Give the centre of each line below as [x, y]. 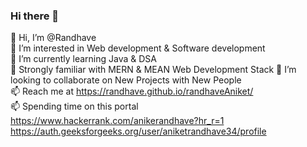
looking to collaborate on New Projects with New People [126, 80]
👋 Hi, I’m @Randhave [53, 38]
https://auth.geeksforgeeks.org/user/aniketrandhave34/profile [138, 131]
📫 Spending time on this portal [74, 106]
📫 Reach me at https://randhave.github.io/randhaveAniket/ [132, 91]
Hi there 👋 [35, 16]
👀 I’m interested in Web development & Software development [138, 48]
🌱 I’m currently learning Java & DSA [83, 59]
